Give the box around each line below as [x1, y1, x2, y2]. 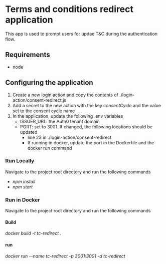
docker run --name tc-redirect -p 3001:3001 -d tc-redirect [5, 253, 125, 259]
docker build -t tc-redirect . [5, 230, 62, 236]
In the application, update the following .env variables [12, 113, 123, 119]
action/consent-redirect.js [12, 97, 67, 103]
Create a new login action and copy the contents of [12, 92, 119, 98]
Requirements [5, 51, 50, 59]
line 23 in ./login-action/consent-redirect [27, 134, 112, 140]
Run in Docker [5, 196, 40, 203]
